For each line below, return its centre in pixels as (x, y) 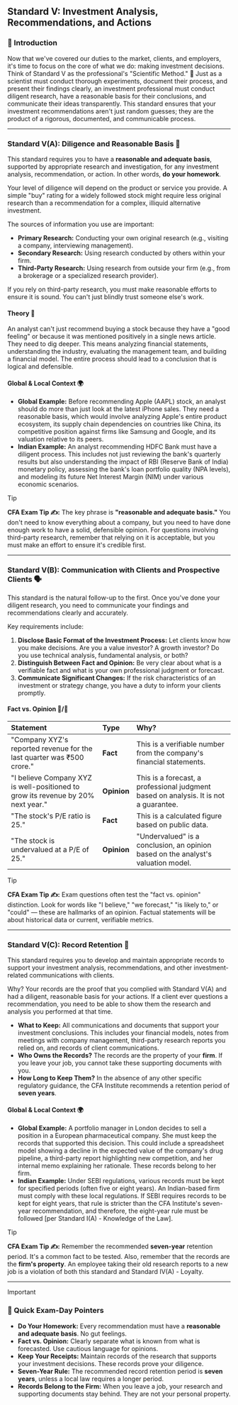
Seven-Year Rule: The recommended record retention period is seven (120, 1371)
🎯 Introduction (33, 43)
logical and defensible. (40, 366)
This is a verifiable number (180, 744)
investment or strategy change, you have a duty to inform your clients (119, 685)
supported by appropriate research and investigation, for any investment (113, 167)
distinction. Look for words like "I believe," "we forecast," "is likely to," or (113, 905)
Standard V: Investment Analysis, (83, 12)
